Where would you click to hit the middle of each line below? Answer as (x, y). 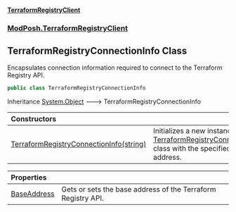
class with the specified (192, 149)
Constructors (34, 119)
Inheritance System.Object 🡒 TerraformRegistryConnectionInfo (104, 101)
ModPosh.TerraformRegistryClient (68, 28)
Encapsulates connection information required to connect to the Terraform (115, 68)
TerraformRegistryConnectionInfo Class (97, 50)
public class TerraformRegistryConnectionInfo (77, 88)
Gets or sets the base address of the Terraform (139, 189)
